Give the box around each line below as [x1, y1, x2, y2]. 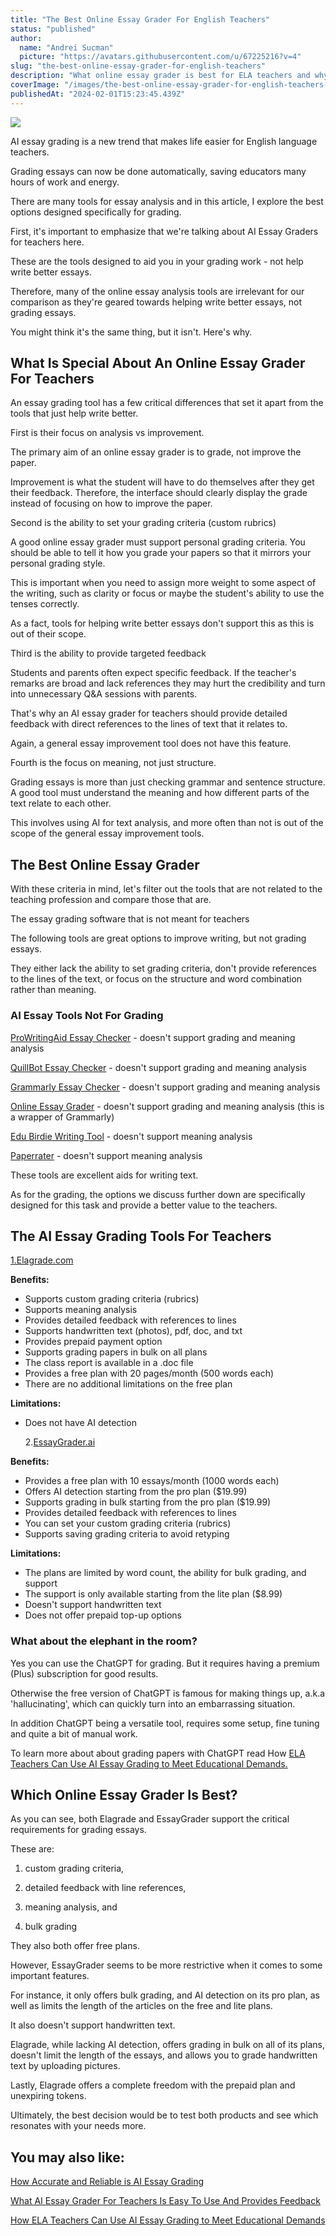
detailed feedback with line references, [24, 1882, 187, 1894]
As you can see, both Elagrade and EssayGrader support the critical [10, 1813, 290, 1825]
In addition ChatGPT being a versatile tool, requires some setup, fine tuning [10, 1717, 320, 1729]
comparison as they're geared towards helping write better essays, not [10, 296, 303, 308]
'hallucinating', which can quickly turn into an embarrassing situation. [10, 1697, 296, 1710]
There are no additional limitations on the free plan [24, 1378, 233, 1390]
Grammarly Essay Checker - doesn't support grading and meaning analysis [10, 1081, 321, 1093]
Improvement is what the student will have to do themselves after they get [10, 476, 315, 488]
